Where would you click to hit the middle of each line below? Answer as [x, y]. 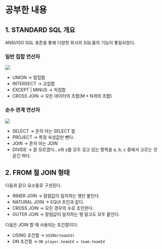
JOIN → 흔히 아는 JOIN [35, 143]
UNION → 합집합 [29, 77]
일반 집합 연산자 [23, 56]
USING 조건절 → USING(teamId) [43, 235]
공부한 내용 [26, 10]
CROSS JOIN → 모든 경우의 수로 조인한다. [53, 208]
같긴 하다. [21, 155]
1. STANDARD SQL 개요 [40, 30]
